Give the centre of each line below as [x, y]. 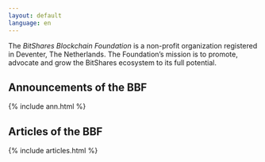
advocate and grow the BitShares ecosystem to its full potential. [112, 62]
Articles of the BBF [56, 131]
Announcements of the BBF [78, 87]
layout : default [35, 15]
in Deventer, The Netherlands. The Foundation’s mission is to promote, [123, 54]
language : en [30, 23]
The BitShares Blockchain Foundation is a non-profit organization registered [133, 45]
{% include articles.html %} [53, 151]
